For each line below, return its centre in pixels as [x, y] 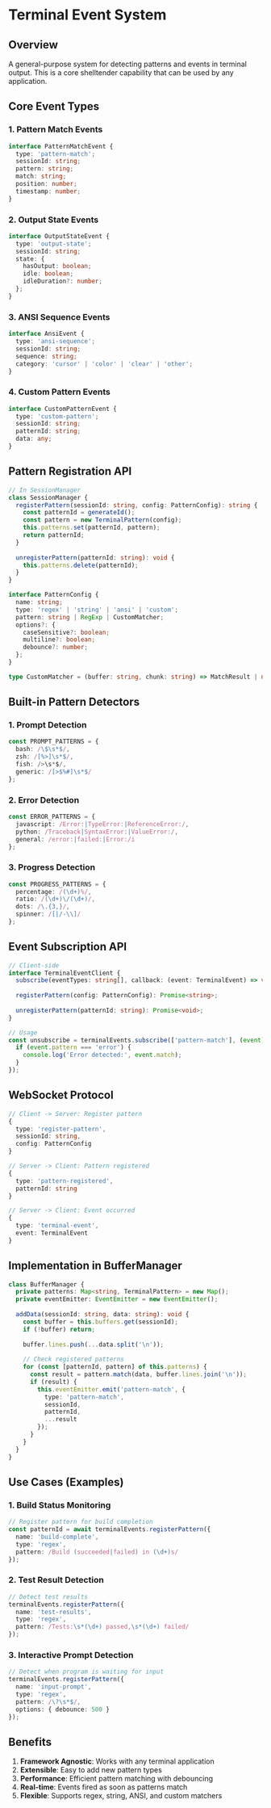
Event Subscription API [68, 947]
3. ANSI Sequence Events [59, 317]
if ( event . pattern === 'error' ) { [73, 1047]
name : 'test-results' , [54, 1612]
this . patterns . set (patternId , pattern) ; [92, 528]
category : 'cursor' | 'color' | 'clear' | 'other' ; [104, 364]
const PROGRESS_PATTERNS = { [57, 884]
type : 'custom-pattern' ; [57, 416]
